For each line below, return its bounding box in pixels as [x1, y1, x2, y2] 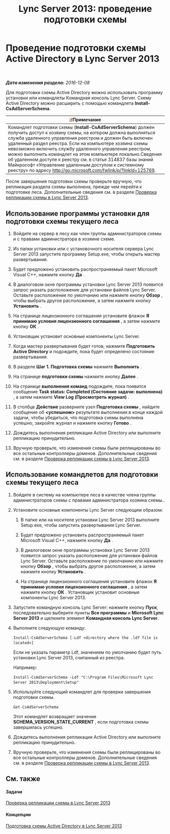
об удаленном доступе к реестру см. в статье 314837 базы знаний [8, 156, 153, 162]
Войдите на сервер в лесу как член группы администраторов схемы [13, 231, 162, 236]
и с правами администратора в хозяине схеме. [13, 236, 116, 242]
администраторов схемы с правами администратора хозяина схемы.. [13, 497, 165, 503]
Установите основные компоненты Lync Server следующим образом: [13, 507, 163, 513]
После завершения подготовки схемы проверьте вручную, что [6, 178, 142, 185]
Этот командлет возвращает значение [13, 713, 96, 719]
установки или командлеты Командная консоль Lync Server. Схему [6, 95, 152, 101]
